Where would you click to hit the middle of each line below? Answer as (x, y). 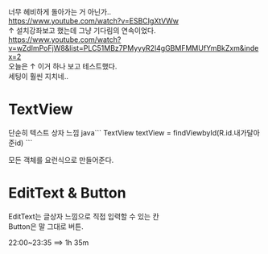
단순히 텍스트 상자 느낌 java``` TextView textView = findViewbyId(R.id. (122, 132)
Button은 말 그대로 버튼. (46, 226)
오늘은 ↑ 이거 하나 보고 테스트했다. (63, 66)
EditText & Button (67, 193)
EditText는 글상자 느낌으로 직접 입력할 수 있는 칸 (84, 216)
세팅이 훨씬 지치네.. (38, 76)
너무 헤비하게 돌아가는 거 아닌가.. (60, 12)
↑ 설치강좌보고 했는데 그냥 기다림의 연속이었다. (82, 30)
